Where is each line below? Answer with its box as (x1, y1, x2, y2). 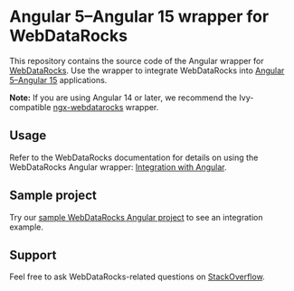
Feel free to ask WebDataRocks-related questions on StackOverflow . (9, 271, 265, 282)
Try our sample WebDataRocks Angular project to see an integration (9, 211, 263, 222)
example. (9, 221, 43, 232)
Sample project (9, 188, 97, 203)
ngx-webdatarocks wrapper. (52, 101, 159, 112)
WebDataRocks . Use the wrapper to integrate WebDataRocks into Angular (9, 65, 285, 76)
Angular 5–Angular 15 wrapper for (9, 6, 270, 27)
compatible (9, 101, 52, 112)
